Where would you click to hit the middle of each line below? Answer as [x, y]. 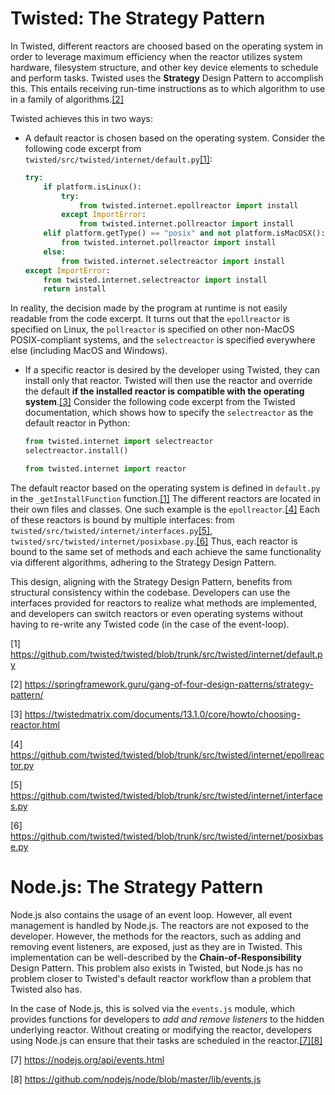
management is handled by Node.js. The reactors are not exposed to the [160, 925]
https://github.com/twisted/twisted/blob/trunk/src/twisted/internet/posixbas [167, 836]
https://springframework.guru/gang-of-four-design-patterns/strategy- [169, 684]
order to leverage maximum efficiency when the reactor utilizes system [156, 56]
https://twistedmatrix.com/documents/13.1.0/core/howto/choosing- [162, 714]
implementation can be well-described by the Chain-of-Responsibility [156, 957]
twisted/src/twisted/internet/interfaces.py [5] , [111, 530]
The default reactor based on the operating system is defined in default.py [165, 488]
